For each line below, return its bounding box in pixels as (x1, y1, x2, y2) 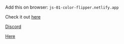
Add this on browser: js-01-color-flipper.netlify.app (5, 4, 119, 10)
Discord (5, 23, 21, 29)
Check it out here (5, 14, 41, 19)
